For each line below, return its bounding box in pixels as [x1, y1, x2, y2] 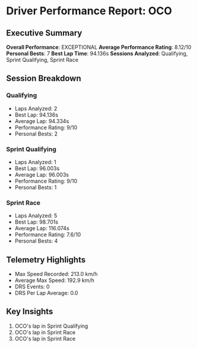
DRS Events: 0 [14, 283, 50, 290]
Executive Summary [6, 28, 82, 38]
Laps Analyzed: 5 [14, 212, 58, 220]
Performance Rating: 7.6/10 [14, 231, 81, 239]
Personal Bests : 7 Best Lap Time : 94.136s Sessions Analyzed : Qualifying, [6, 50, 188, 57]
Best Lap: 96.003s [14, 165, 60, 172]
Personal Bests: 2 [14, 130, 58, 137]
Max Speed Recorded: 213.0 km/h [14, 271, 98, 278]
